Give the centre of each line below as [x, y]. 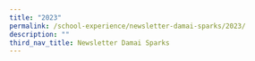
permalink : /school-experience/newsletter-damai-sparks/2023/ [127, 26]
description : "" [39, 34]
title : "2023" [36, 17]
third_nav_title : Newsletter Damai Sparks [89, 43]
